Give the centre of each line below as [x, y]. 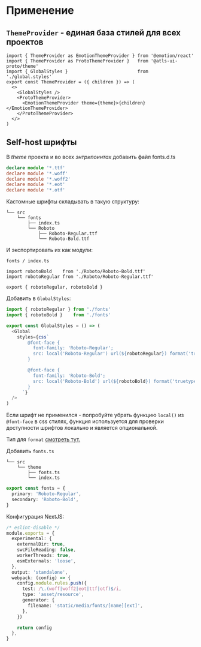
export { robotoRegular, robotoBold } [54, 287]
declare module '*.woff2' [38, 179]
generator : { [38, 600]
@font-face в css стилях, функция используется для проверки [85, 421]
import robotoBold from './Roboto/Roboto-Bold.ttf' [76, 272]
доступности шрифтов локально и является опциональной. [82, 428]
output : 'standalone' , [40, 572]
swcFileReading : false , [47, 550]
